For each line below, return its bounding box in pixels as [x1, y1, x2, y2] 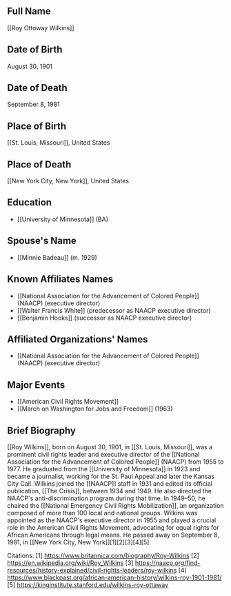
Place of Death [7, 158, 72, 170]
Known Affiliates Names [7, 274, 114, 285]
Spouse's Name [7, 235, 77, 247]
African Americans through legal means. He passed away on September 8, [7, 531, 219, 539]
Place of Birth [7, 120, 67, 132]
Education [7, 196, 52, 209]
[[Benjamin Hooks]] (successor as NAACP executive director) [17, 314, 192, 322]
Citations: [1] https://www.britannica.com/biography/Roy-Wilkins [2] [7, 551, 200, 559]
